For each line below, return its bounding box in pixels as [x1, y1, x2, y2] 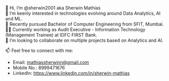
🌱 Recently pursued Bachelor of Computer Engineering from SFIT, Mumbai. [5, 21, 164, 27]
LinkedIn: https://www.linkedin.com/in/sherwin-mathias [12, 70, 130, 76]
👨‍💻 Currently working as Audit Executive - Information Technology [5, 26, 146, 33]
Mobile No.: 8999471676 [12, 65, 65, 71]
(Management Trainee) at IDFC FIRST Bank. [5, 32, 97, 38]
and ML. [5, 16, 23, 21]
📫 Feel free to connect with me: [5, 47, 73, 53]
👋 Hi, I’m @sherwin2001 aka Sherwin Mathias [5, 5, 101, 11]
